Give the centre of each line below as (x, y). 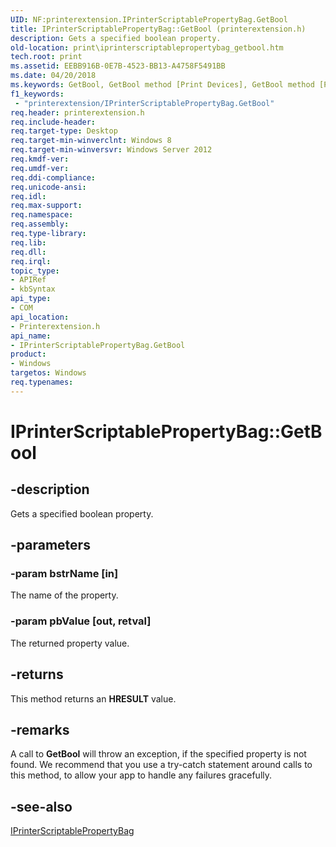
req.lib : (28, 242)
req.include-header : (53, 122)
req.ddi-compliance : (53, 177)
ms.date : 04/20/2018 (53, 76)
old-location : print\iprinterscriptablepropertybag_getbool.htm (147, 47)
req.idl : (28, 196)
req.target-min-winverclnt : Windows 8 (91, 141)
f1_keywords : (37, 94)
